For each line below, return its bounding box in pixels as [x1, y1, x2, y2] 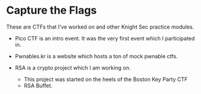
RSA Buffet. [23, 82, 53, 89]
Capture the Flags [6, 4, 97, 17]
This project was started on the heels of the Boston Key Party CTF [23, 76, 188, 83]
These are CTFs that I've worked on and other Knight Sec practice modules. [6, 23, 194, 30]
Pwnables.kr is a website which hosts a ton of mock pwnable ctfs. [14, 52, 178, 59]
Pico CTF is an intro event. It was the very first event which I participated [14, 35, 195, 42]
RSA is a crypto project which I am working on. [14, 64, 131, 71]
